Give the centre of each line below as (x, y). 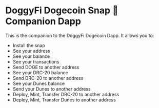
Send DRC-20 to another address (48, 78)
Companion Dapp (43, 21)
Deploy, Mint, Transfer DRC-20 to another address (66, 94)
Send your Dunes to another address (52, 89)
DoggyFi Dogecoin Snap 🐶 (62, 10)
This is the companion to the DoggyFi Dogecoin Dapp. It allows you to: (80, 35)
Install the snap (29, 45)
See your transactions (36, 61)
